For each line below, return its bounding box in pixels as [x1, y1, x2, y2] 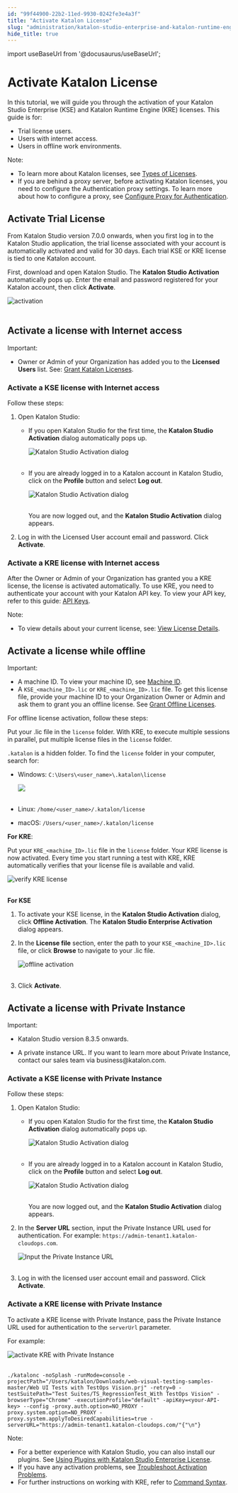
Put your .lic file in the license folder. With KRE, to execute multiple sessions [7, 728, 230, 736]
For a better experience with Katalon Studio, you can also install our [17, 1448, 215, 1456]
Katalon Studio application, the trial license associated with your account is [7, 239, 227, 247]
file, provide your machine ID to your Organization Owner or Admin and [17, 693, 225, 701]
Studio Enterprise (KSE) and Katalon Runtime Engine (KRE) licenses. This [7, 106, 220, 114]
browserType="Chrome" [7, 1396, 72, 1404]
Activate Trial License [7, 212, 106, 224]
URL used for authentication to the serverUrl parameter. [7, 1323, 171, 1331]
